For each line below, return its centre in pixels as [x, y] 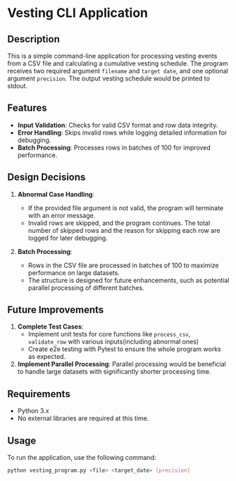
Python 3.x [33, 411]
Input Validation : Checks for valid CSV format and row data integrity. [118, 125]
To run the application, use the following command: [82, 458]
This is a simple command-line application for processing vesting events [112, 56]
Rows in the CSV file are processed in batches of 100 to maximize [123, 265]
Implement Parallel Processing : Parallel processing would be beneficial [122, 364]
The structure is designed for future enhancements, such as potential [129, 280]
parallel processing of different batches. [86, 288]
